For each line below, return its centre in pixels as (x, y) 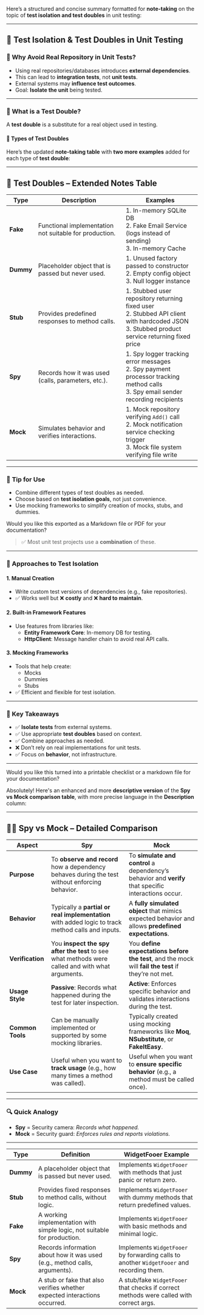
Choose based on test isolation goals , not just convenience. (91, 499)
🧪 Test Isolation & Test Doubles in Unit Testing (95, 40)
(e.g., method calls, (66, 1263)
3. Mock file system (154, 447)
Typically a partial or (81, 907)
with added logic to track (87, 922)
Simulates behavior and (72, 428)
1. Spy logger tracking (157, 354)
